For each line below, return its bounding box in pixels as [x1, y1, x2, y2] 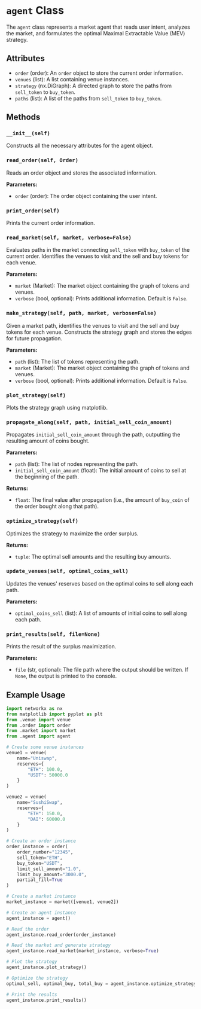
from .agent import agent [6, 733, 71, 739]
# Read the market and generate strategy [6, 943, 111, 949]
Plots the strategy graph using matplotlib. [6, 404, 108, 411]
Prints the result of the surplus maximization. [6, 643, 117, 650]
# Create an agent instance [6, 910, 77, 916]
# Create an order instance [6, 838, 77, 844]
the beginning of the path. [14, 473, 80, 480]
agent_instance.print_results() [6, 997, 87, 1003]
